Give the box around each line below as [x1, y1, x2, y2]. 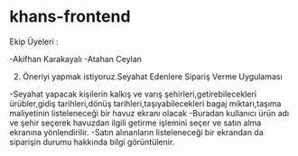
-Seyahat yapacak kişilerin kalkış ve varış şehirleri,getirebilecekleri [9, 88, 257, 99]
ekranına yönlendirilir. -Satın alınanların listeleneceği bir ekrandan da [9, 126, 264, 137]
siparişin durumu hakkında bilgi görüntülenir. [9, 136, 175, 147]
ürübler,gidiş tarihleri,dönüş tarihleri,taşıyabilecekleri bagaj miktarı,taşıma [9, 97, 282, 109]
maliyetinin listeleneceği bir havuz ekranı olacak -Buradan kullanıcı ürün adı [9, 107, 290, 118]
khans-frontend [9, 6, 131, 27]
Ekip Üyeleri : [9, 36, 59, 47]
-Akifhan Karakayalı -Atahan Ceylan [9, 53, 143, 64]
